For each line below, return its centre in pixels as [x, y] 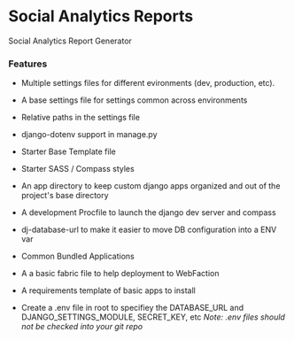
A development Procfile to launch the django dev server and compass [148, 212]
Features [28, 64]
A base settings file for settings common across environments [134, 100]
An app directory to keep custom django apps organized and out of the [151, 186]
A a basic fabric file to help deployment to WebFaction [120, 274]
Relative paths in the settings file [81, 118]
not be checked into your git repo [82, 327]
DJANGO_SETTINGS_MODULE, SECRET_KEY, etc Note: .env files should [153, 317]
